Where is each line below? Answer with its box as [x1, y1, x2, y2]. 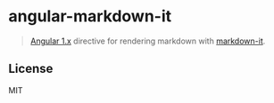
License [8, 61, 54, 76]
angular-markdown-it [8, 6, 172, 27]
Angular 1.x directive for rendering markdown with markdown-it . [29, 36, 266, 46]
